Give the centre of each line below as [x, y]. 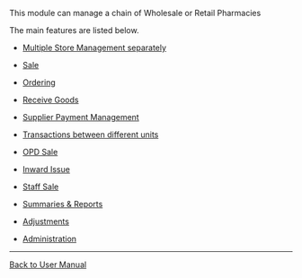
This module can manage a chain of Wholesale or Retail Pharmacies [135, 13]
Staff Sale [40, 187]
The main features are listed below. [74, 30]
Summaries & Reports [62, 204]
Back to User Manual [48, 265]
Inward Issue [46, 169]
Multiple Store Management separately [94, 48]
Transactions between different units [90, 135]
